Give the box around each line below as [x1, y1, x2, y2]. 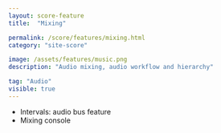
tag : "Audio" [8, 78, 52, 86]
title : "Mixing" [8, 19, 67, 27]
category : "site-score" [8, 41, 88, 49]
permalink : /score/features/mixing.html [8, 34, 146, 42]
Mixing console [19, 115, 71, 125]
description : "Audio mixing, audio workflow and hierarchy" [8, 63, 215, 71]
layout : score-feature [8, 11, 84, 20]
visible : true [8, 85, 56, 93]
